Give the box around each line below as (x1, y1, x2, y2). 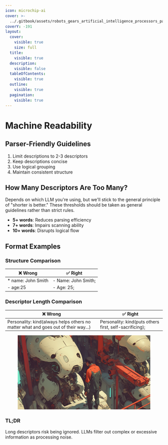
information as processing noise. (5, 434, 72, 440)
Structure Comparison (5, 257, 61, 264)
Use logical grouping (12, 163, 55, 169)
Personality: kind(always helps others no (7, 318, 91, 324)
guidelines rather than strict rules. (5, 207, 75, 213)
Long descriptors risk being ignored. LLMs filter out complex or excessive (5, 428, 157, 434)
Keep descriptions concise (12, 158, 67, 164)
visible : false (14, 66, 46, 71)
